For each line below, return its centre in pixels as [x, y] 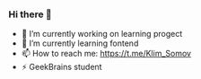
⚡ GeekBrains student [61, 67]
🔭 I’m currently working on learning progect [102, 34]
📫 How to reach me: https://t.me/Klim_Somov [106, 54]
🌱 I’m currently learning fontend [80, 43]
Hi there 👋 [31, 14]
